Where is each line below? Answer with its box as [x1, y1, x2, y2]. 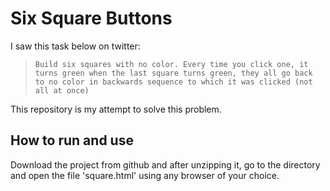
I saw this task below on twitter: [10, 40, 141, 52]
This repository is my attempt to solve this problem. [10, 103, 222, 115]
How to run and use [10, 132, 134, 149]
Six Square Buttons [10, 7, 173, 30]
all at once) [34, 85, 90, 96]
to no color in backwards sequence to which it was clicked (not [34, 77, 313, 87]
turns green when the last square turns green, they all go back [34, 68, 313, 78]
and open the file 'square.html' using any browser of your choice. [10, 169, 280, 181]
